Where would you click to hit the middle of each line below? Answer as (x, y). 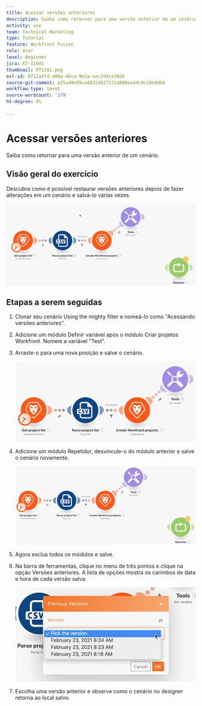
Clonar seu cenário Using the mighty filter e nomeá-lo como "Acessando (105, 317)
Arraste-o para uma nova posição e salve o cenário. (79, 353)
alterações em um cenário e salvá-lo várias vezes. (69, 195)
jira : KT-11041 (25, 63)
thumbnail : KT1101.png (35, 70)
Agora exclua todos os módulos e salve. (64, 554)
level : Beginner (26, 57)
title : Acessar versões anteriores (51, 13)
